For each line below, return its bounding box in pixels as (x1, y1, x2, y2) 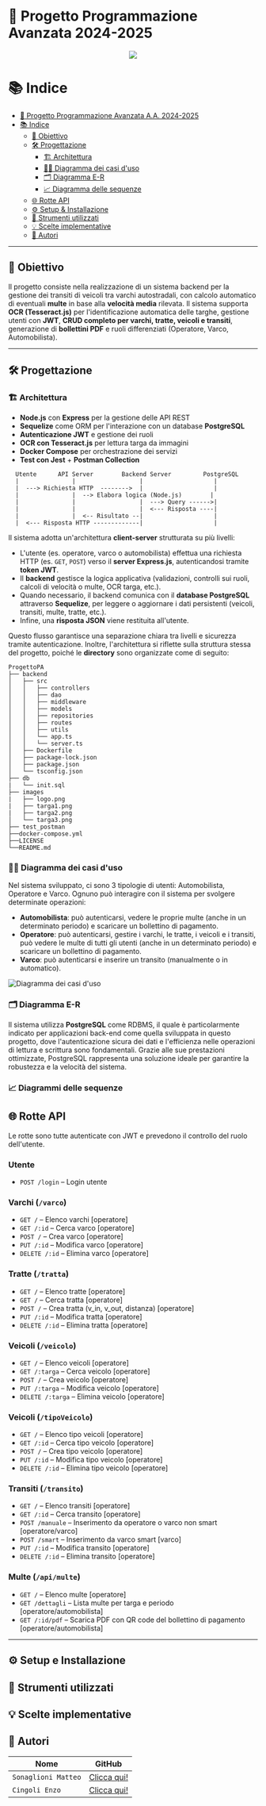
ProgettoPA (8, 663, 44, 671)
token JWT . (19, 565, 59, 574)
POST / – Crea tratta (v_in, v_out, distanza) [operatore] (19, 1303, 195, 1312)
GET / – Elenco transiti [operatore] (19, 1501, 131, 1511)
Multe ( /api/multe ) (8, 1571, 81, 1582)
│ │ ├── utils (8, 726, 69, 734)
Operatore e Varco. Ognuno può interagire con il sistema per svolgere (8, 889, 235, 898)
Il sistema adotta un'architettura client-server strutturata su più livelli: (8, 533, 235, 543)
